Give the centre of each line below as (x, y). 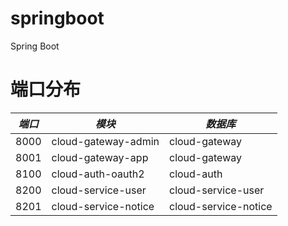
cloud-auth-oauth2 (98, 174)
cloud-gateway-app (100, 157)
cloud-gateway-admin (105, 141)
